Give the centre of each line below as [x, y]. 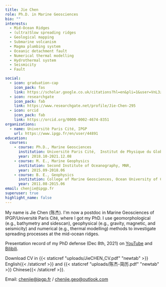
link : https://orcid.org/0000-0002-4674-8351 [62, 120]
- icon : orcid [24, 111]
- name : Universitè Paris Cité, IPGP [48, 129]
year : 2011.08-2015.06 [41, 184]
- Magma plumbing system [35, 46]
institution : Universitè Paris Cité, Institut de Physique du [85, 152]
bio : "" [13, 19]
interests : [16, 23]
